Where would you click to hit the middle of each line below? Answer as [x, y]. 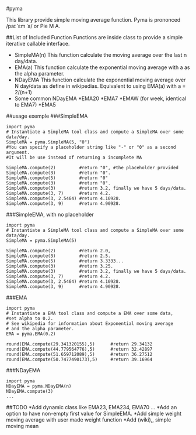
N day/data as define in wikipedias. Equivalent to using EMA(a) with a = [100, 86]
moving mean [22, 426]
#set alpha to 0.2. [30, 318]
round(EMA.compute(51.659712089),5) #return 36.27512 [79, 354]
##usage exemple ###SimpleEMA [47, 116]
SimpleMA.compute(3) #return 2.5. [58, 256]
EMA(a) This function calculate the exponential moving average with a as [102, 67]
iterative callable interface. [38, 44]
